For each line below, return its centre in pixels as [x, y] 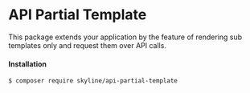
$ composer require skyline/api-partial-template [93, 81]
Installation [27, 64]
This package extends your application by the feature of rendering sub [125, 37]
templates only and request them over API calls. [88, 45]
